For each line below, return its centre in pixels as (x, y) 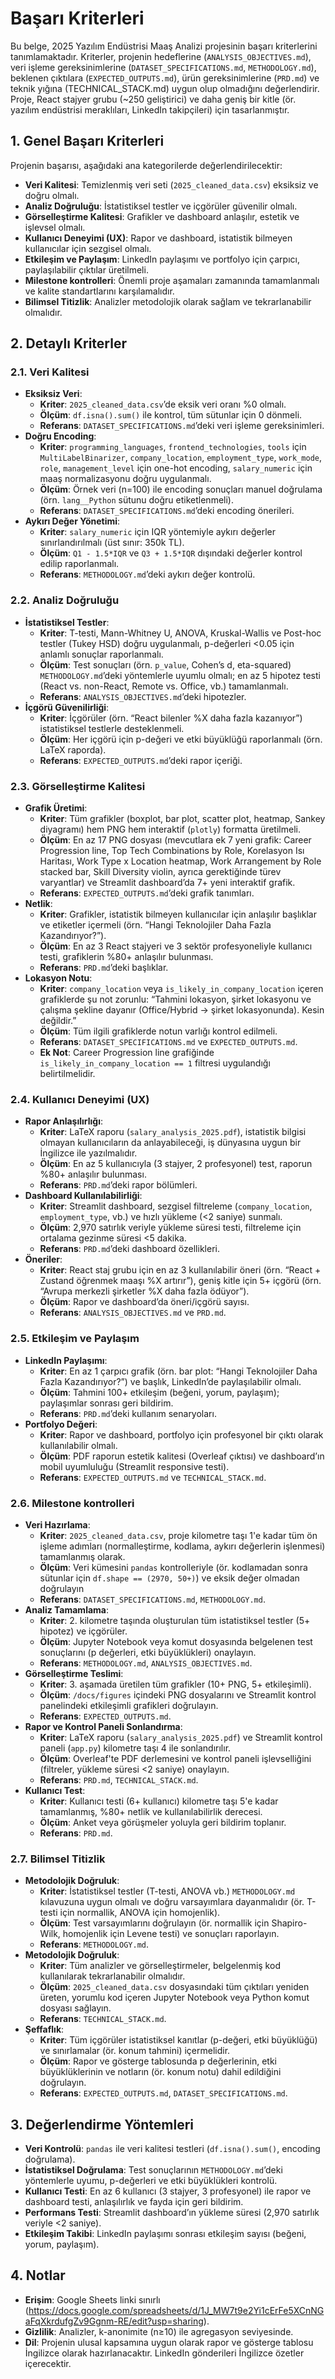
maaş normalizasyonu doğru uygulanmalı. (125, 479)
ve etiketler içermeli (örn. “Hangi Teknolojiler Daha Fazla (155, 925)
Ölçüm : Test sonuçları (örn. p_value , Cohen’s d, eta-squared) (165, 664)
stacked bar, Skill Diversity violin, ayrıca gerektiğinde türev (160, 872)
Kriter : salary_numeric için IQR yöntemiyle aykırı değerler (157, 532)
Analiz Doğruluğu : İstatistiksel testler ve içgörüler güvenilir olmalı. (161, 206)
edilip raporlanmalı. (79, 564)
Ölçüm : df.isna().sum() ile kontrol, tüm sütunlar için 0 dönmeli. (171, 415)
